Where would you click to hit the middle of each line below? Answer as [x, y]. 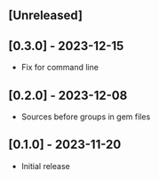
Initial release [45, 166]
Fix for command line [60, 68]
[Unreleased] [46, 16]
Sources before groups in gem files [86, 117]
